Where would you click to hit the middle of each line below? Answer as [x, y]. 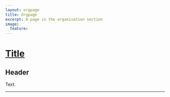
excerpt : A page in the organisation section [54, 19]
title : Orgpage [21, 15]
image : [12, 24]
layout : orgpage [22, 10]
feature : [19, 29]
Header [17, 72]
